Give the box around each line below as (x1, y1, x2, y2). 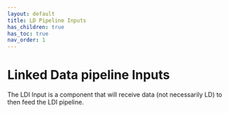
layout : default (7, 10, 55, 18)
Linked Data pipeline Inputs (7, 67, 171, 83)
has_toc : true (7, 30, 49, 37)
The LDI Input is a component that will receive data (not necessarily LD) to (7, 90, 223, 99)
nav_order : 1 (7, 37, 46, 44)
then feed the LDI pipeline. (7, 98, 85, 107)
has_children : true (7, 23, 65, 30)
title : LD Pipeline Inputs (7, 17, 87, 24)
